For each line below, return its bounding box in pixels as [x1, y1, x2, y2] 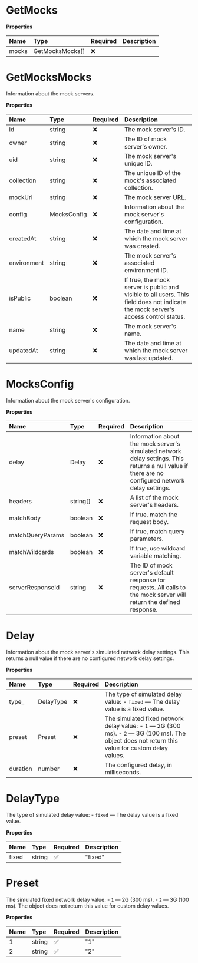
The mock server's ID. [124, 125, 186, 133]
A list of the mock [130, 493, 179, 502]
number [38, 764, 60, 773]
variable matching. [130, 552, 181, 560]
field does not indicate [124, 298, 186, 306]
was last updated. [124, 354, 174, 362]
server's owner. [124, 142, 168, 150]
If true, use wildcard [130, 544, 186, 552]
